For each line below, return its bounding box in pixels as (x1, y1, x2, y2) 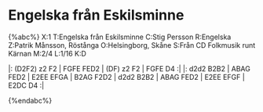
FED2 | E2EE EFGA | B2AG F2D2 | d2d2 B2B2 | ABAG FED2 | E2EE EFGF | (8, 72, 245, 81)
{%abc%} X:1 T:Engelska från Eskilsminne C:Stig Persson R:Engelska (8, 32, 232, 42)
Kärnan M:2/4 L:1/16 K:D (8, 49, 86, 58)
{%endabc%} (8, 96, 53, 105)
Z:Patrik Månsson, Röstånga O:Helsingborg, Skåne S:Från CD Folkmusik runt (8, 40, 256, 49)
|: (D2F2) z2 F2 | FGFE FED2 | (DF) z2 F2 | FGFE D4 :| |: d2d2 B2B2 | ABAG (8, 63, 251, 73)
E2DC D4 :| (8, 81, 45, 90)
